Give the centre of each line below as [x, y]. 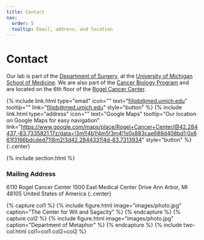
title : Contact [26, 12]
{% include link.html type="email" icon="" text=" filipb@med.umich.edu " [97, 101]
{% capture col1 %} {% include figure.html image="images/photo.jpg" [94, 206]
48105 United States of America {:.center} [59, 194]
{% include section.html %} [41, 158]
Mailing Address [31, 174]
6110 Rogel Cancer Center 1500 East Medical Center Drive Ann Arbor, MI [97, 187]
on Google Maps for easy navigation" [53, 120]
